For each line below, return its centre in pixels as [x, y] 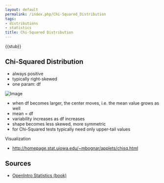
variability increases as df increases [48, 119]
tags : [11, 19]
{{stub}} [13, 46]
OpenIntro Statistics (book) [39, 175]
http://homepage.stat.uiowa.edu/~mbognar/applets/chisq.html [75, 148]
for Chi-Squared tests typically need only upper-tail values [71, 129]
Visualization [18, 138]
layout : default [22, 10]
